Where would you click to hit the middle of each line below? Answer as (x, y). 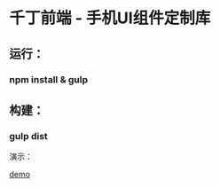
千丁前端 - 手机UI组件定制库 (110, 18)
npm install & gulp (49, 79)
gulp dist (29, 136)
